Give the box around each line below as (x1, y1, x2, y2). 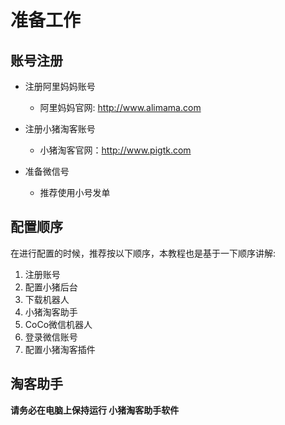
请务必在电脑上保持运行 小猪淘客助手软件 (10, 404, 180, 416)
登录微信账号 (24, 331, 78, 343)
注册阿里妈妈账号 (24, 81, 96, 92)
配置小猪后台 (24, 281, 78, 293)
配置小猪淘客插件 (24, 343, 96, 355)
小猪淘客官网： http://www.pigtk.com (39, 144, 192, 156)
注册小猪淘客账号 (24, 123, 96, 135)
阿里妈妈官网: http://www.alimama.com (39, 102, 202, 113)
